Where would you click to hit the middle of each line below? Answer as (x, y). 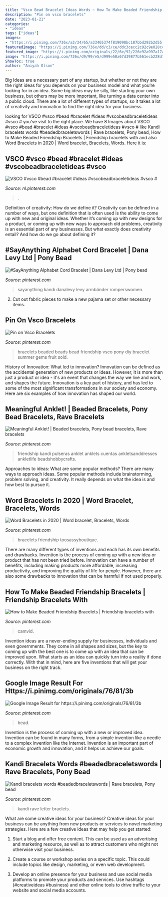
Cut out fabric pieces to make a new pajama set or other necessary (82, 299)
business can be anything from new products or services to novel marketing (84, 824)
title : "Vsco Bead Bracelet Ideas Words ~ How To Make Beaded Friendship (84, 10)
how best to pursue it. (28, 485)
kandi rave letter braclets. (44, 809)
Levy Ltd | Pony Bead (38, 258)
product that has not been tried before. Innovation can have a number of (80, 560)
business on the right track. (33, 667)
